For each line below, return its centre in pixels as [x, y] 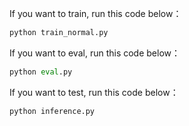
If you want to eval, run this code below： [95, 53]
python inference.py [52, 111]
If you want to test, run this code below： [94, 92]
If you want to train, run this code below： [95, 13]
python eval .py [41, 72]
